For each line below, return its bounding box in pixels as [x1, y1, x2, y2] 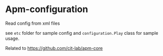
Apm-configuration [5, 4, 88, 15]
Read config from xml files [5, 20, 60, 26]
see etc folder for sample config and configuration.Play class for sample [5, 30, 158, 36]
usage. [5, 35, 20, 41]
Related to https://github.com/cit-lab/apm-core [5, 45, 103, 51]
